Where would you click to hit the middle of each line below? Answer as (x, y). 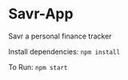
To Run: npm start (38, 67)
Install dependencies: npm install (64, 51)
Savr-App (41, 14)
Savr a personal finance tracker (60, 36)
